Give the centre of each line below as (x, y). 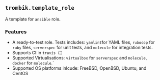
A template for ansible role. (33, 19)
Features (16, 32)
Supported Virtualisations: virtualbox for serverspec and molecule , (80, 58)
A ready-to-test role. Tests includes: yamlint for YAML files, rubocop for (83, 42)
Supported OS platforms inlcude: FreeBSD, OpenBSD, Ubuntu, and (79, 68)
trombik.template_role (40, 8)
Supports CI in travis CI (37, 53)
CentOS (20, 74)
